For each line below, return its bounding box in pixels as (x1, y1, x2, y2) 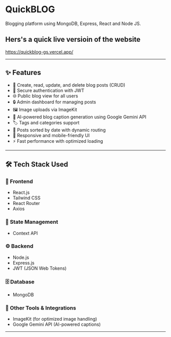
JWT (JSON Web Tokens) (12, 265, 67, 271)
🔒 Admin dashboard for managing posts (12, 98, 96, 105)
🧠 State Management (5, 218, 59, 225)
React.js (12, 190, 30, 196)
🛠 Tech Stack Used (5, 160, 69, 169)
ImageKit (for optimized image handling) (12, 316, 98, 322)
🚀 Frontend (5, 177, 33, 185)
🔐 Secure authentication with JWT (12, 87, 84, 93)
